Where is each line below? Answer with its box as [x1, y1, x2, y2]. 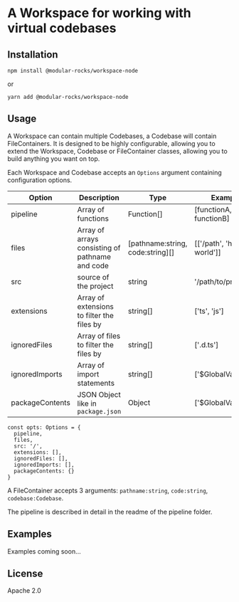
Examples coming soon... [7, 546, 82, 556]
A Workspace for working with [7, 5, 191, 21]
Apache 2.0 [7, 586, 41, 595]
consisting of [77, 243, 121, 253]
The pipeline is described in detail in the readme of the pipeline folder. [7, 507, 213, 516]
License [7, 568, 43, 580]
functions [77, 213, 109, 223]
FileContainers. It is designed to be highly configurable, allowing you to [7, 139, 216, 147]
